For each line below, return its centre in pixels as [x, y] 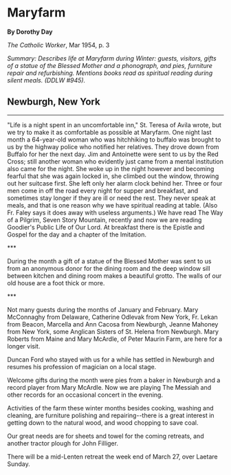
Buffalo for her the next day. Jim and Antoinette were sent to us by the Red [113, 154]
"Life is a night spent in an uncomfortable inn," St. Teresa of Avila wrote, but [114, 124]
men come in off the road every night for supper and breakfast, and [103, 190]
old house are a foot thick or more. [56, 283]
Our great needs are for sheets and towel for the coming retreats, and [106, 436]
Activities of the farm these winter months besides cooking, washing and [111, 408]
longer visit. [24, 346]
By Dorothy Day [30, 32]
